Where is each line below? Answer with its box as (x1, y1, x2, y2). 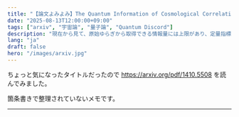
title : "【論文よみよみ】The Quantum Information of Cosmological (7, 10, 200, 18)
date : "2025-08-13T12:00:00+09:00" (7, 17, 113, 24)
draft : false (7, 43, 46, 50)
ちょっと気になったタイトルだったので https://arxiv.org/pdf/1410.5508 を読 (7, 70, 226, 79)
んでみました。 (7, 79, 51, 87)
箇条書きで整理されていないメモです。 (7, 94, 119, 103)
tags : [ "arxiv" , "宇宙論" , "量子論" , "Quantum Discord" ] (7, 23, 174, 30)
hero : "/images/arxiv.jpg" (7, 50, 87, 57)
